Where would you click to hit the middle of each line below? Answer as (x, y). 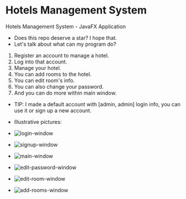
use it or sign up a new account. (53, 110)
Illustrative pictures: (38, 122)
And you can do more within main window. (65, 93)
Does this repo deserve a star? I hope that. (65, 38)
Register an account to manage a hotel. (61, 55)
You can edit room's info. (44, 80)
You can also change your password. (59, 86)
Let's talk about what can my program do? (65, 44)
